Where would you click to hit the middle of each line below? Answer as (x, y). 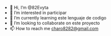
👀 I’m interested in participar (38, 13)
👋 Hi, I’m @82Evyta (29, 8)
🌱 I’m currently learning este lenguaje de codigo (58, 18)
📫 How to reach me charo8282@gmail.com (54, 28)
